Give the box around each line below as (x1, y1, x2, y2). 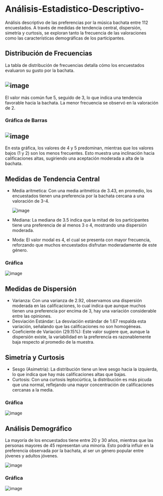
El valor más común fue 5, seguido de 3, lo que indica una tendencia (5, 94, 142, 101)
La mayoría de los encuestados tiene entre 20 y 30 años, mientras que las (5, 437, 153, 443)
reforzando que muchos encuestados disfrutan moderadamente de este (12, 242, 157, 248)
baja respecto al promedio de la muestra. (12, 339, 95, 345)
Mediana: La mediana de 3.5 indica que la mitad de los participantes (12, 217, 149, 223)
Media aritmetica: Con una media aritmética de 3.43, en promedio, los (12, 188, 152, 194)
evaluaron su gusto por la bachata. (5, 67, 74, 73)
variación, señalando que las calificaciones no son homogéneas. (12, 324, 142, 330)
